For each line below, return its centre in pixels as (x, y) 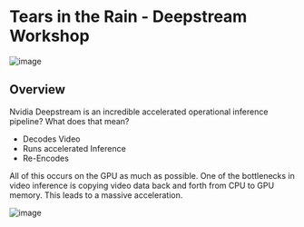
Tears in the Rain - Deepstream (128, 17)
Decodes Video (51, 139)
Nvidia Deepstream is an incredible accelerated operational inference (139, 112)
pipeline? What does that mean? (69, 121)
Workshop (49, 36)
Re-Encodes (46, 158)
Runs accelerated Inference (74, 148)
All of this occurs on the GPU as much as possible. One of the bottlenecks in (152, 175)
